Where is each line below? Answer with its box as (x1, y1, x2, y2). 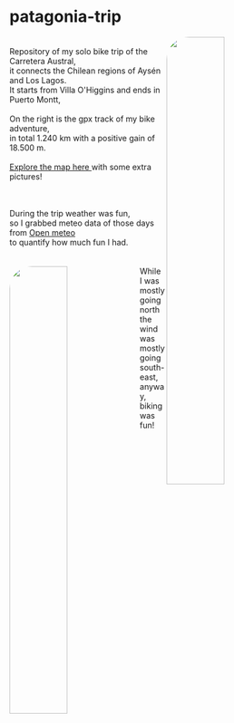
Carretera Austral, (9, 55, 76, 66)
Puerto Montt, (9, 93, 62, 105)
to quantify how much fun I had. (9, 236, 129, 247)
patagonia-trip (9, 6, 122, 27)
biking (139, 400, 163, 411)
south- (139, 361, 165, 372)
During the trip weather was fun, (9, 207, 131, 218)
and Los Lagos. (9, 74, 67, 85)
